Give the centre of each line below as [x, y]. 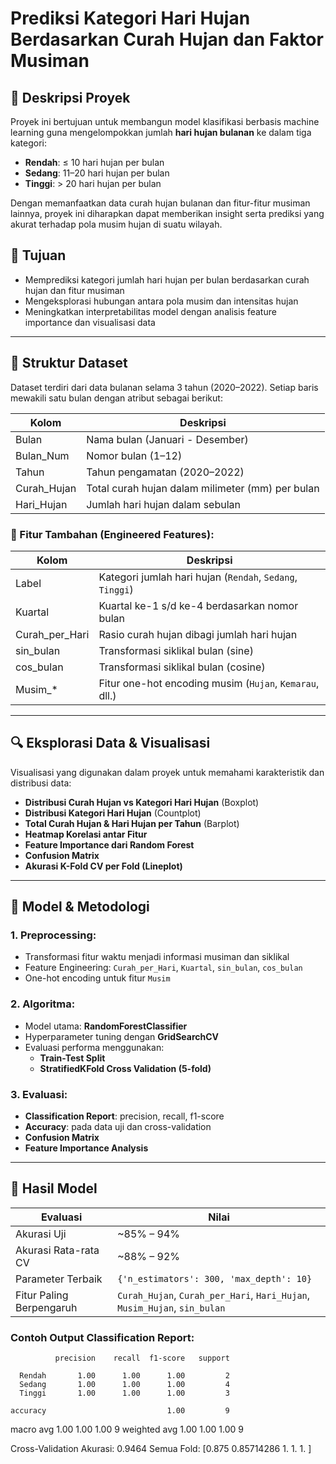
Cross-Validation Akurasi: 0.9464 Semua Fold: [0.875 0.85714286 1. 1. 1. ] [161, 1449]
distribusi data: [41, 783]
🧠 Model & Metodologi [80, 907]
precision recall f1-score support [142, 1358]
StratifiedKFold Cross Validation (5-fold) [125, 1068]
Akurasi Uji [41, 1234]
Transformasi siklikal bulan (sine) [176, 650]
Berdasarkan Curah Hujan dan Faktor [167, 39]
